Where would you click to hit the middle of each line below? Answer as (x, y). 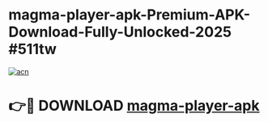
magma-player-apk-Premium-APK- (130, 15)
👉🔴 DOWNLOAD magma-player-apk (134, 106)
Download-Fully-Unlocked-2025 (120, 32)
